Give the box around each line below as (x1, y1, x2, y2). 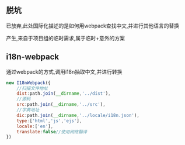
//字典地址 (16, 107, 40, 113)
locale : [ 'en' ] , (16, 123, 54, 129)
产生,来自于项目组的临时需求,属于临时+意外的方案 (6, 34, 125, 42)
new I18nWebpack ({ (6, 80, 51, 86)
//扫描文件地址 (16, 85, 48, 91)
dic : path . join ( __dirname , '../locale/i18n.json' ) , (16, 112, 140, 118)
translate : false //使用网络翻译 (16, 129, 88, 134)
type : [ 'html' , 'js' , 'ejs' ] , (16, 118, 82, 124)
